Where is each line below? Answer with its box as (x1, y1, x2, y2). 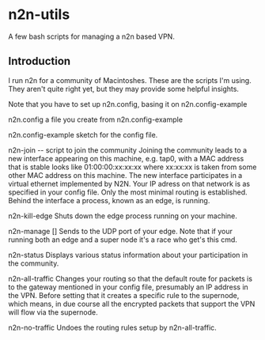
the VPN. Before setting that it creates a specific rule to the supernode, (8, 290, 240, 300)
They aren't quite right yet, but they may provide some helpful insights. (8, 84, 240, 93)
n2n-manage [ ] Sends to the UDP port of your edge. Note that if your (8, 226, 233, 236)
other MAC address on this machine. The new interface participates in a (8, 170, 243, 179)
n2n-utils (8, 6, 70, 24)
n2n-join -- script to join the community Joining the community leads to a (8, 145, 248, 155)
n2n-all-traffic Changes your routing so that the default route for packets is (8, 274, 253, 283)
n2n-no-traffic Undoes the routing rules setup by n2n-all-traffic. (8, 323, 218, 332)
